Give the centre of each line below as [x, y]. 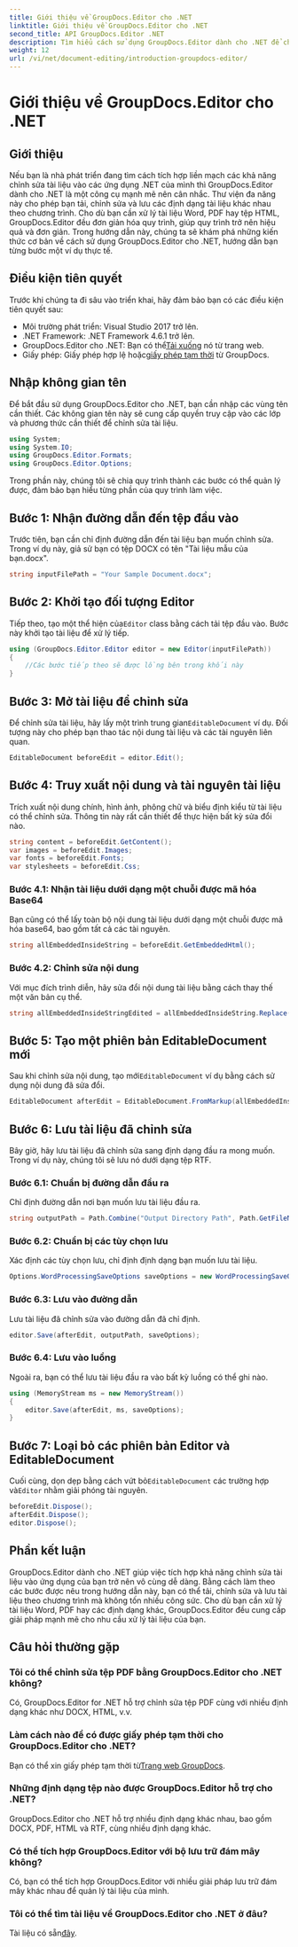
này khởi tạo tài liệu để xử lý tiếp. [70, 633]
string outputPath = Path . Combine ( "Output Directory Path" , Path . [134, 1219]
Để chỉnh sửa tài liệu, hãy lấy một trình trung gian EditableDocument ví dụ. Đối [149, 723]
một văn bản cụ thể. [46, 997]
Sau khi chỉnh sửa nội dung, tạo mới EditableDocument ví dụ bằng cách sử [142, 1076]
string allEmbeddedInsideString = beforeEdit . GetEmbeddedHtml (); [132, 945]
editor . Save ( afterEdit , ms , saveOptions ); [105, 1410]
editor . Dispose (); [43, 1523]
